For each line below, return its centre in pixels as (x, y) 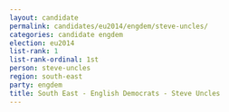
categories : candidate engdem (67, 34)
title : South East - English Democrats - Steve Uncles (115, 93)
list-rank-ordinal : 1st (54, 60)
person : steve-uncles (50, 69)
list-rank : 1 (34, 51)
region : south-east (46, 77)
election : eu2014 (42, 43)
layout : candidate (44, 18)
